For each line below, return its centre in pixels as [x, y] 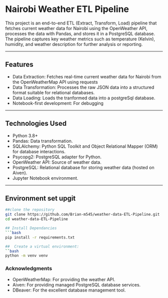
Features [19, 65]
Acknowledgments [29, 269]
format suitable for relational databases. [53, 92]
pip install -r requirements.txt [40, 237]
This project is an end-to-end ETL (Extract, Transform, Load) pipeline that [81, 23]
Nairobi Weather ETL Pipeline [67, 9]
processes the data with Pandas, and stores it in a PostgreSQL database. [80, 33]
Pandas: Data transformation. [42, 141]
